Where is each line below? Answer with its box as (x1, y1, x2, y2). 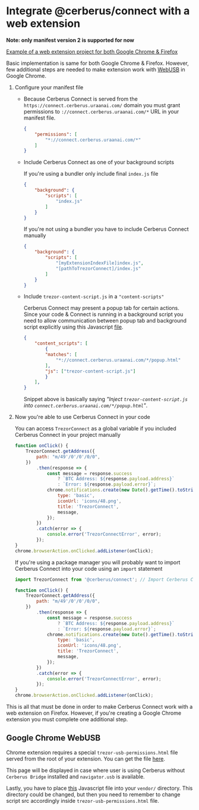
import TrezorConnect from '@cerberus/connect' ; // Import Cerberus (14, 576, 188, 583)
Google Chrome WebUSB (6, 733, 101, 743)
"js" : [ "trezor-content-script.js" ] (45, 368, 136, 374)
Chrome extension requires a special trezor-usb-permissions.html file (6, 749, 178, 756)
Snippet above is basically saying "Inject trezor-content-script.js (23, 396, 188, 403)
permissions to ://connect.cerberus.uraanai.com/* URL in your (23, 108, 179, 115)
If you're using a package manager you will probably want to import (14, 558, 181, 566)
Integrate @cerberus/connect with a (6, 4, 190, 18)
